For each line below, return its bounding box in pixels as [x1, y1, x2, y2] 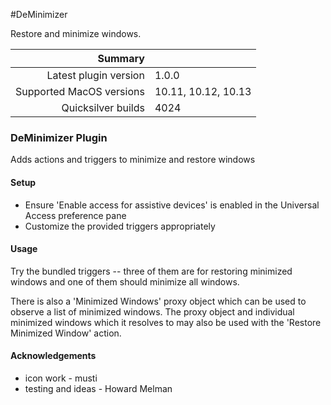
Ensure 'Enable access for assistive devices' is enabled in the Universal [24, 199, 320, 211]
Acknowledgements [10, 350, 97, 362]
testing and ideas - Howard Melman [24, 382, 173, 394]
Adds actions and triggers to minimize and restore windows [10, 154, 256, 166]
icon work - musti [24, 372, 98, 384]
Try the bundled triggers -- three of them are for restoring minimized [10, 265, 293, 277]
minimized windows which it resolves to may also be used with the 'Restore [10, 316, 322, 328]
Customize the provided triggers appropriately [24, 220, 216, 232]
